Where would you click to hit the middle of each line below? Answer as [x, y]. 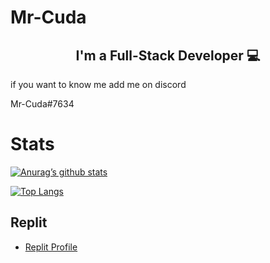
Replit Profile [51, 247]
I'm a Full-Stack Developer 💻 [168, 55]
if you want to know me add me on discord [98, 84]
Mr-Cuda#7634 [42, 104]
